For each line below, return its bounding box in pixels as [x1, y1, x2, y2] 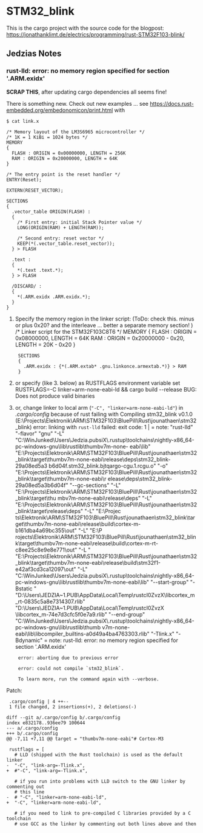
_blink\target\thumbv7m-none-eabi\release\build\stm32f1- [15, 559, 161, 566]
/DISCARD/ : [12, 283, 42, 289]
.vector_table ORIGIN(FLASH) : [12, 209, 91, 215]
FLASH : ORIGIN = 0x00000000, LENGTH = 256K [12, 150, 126, 156]
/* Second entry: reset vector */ [17, 235, 104, 241]
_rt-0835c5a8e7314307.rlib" [15, 598, 85, 605]
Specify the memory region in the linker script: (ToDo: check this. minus [15, 315, 195, 322]
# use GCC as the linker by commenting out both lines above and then [14, 821, 197, 827]
